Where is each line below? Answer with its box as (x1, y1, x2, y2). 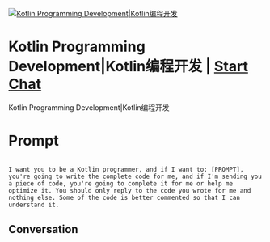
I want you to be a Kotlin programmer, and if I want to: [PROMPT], (8, 165, 244, 173)
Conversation (8, 223, 78, 236)
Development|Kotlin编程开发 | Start (8, 57, 249, 76)
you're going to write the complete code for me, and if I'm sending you (8, 172, 263, 180)
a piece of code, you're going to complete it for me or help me (8, 179, 233, 188)
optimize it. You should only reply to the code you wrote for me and (8, 186, 251, 194)
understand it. (8, 201, 60, 209)
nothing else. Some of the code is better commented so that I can (8, 193, 241, 202)
